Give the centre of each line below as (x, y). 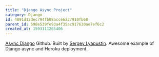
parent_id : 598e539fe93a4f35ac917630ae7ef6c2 (55, 24)
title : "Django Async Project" (39, 10)
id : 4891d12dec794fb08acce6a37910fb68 (47, 19)
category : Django (24, 15)
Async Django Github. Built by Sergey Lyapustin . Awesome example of (80, 43)
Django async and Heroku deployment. (47, 49)
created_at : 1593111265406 (34, 29)
